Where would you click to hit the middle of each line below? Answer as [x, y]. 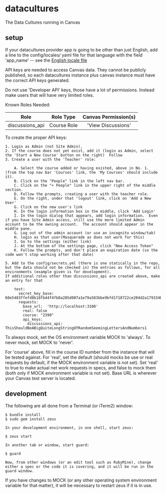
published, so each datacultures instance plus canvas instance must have [80, 75]
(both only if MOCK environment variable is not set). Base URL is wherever [81, 373]
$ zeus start [19, 436]
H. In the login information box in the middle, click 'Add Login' [85, 211]
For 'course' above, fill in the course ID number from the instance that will [80, 352]
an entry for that [24, 280]
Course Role [63, 125]
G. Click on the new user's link [48, 207]
